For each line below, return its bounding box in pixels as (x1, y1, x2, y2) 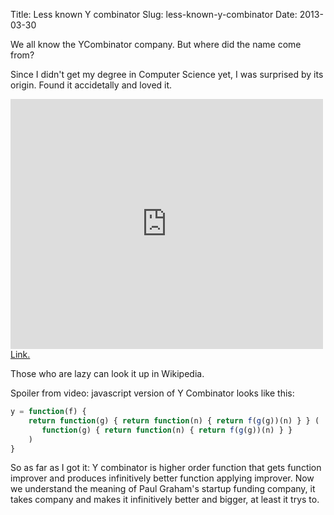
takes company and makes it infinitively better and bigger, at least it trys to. (10, 494, 320, 506)
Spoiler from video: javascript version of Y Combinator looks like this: (10, 387, 295, 399)
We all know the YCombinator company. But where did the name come (10, 39, 302, 50)
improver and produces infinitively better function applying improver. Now (10, 472, 315, 484)
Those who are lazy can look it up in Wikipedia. (10, 368, 205, 379)
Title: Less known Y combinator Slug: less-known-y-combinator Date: (10, 9, 298, 20)
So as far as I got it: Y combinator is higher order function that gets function (10, 462, 322, 474)
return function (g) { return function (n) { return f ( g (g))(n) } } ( (28, 415, 320, 426)
